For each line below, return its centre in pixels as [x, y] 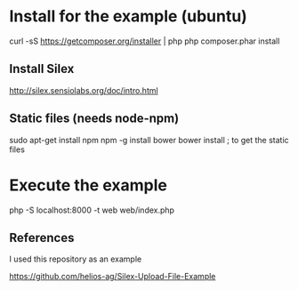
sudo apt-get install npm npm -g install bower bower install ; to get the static [149, 140]
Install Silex [42, 69]
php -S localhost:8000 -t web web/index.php [92, 210]
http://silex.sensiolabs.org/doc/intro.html [84, 90]
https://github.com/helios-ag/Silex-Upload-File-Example [113, 277]
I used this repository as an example [76, 259]
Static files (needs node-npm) [94, 119]
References [42, 238]
